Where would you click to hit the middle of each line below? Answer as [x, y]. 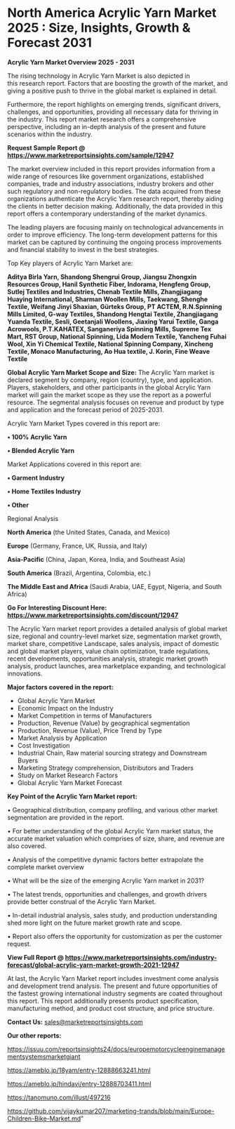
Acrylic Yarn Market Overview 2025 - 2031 [71, 62]
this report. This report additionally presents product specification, [103, 1001]
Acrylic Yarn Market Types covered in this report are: [84, 423]
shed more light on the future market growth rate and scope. [95, 923]
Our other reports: [34, 1035]
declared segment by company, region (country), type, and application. [110, 380]
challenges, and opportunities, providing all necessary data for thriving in [113, 112]
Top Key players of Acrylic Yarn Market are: [70, 263]
